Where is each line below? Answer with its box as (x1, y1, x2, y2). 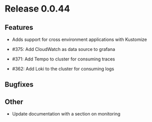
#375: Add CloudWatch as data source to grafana (12, 46, 116, 52)
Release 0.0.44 (5, 3, 70, 15)
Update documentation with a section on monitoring (12, 111, 121, 117)
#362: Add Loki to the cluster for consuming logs (12, 66, 115, 72)
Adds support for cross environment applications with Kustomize (12, 36, 147, 42)
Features (5, 23, 33, 32)
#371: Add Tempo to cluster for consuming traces (12, 56, 115, 62)
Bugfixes (5, 80, 34, 89)
